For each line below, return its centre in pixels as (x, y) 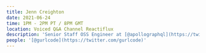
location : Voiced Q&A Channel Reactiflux (60, 29)
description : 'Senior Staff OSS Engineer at (64, 35)
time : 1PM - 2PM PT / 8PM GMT (45, 23)
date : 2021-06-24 (29, 18)
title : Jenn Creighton (35, 12)
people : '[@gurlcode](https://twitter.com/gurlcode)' (77, 40)
